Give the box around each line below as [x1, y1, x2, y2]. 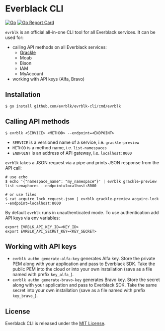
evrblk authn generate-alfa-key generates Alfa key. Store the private [12, 256, 156, 262]
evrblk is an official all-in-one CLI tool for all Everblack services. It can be [5, 29, 156, 35]
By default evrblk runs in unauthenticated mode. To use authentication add [5, 209, 159, 215]
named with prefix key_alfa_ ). [12, 272, 74, 278]
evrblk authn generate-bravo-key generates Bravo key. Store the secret [12, 277, 160, 283]
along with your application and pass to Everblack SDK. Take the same [12, 282, 157, 288]
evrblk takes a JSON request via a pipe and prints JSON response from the [5, 159, 160, 165]
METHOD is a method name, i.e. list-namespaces [12, 144, 107, 150]
